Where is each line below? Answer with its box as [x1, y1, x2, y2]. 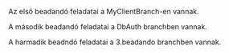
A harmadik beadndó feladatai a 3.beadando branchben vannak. [8, 37, 222, 47]
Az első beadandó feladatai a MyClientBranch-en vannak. [8, 7, 199, 16]
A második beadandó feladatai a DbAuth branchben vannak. [8, 22, 207, 31]
